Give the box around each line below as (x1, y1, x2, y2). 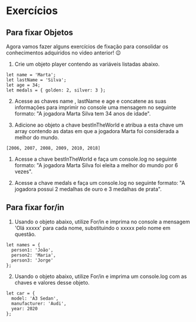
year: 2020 (11, 306, 38, 311)
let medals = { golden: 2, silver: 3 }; (6, 87, 106, 93)
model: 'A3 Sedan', (11, 295, 59, 301)
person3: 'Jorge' (11, 257, 54, 263)
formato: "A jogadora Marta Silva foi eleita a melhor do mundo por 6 (14, 162, 178, 168)
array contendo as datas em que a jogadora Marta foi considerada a (14, 128, 179, 134)
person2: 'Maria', (11, 252, 57, 258)
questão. (14, 231, 36, 238)
